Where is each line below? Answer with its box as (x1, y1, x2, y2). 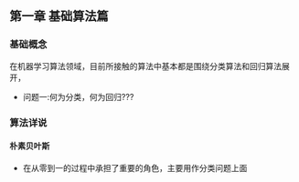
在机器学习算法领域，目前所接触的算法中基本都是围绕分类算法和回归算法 (9, 60, 282, 71)
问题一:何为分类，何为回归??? (22, 91, 134, 102)
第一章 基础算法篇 (9, 8, 109, 25)
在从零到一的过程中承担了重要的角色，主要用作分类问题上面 (22, 162, 248, 173)
